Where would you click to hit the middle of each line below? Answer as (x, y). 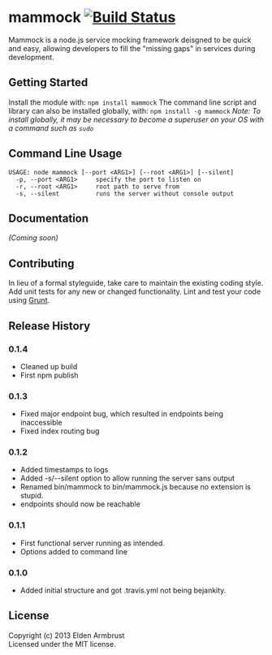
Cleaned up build (49, 366)
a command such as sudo (51, 128)
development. (31, 57)
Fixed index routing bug (60, 431)
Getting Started (48, 82)
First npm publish (49, 375)
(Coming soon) (33, 238)
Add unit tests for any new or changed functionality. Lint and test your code (135, 291)
